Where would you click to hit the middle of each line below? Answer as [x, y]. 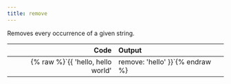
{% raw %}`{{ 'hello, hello [71, 61]
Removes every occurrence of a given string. [71, 33]
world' [101, 70]
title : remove [27, 13]
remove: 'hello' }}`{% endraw [165, 61]
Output [130, 50]
